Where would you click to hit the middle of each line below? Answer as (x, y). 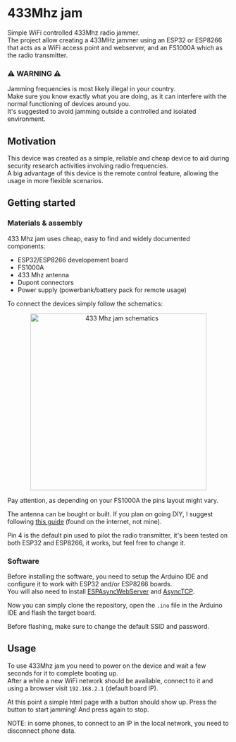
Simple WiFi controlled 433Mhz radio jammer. (74, 33)
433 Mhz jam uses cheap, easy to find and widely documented (99, 238)
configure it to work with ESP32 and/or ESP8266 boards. (90, 584)
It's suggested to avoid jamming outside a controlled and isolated (102, 112)
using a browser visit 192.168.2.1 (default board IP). (83, 688)
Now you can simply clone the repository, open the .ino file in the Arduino (115, 605)
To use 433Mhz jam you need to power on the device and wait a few (107, 666)
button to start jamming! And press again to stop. (78, 709)
